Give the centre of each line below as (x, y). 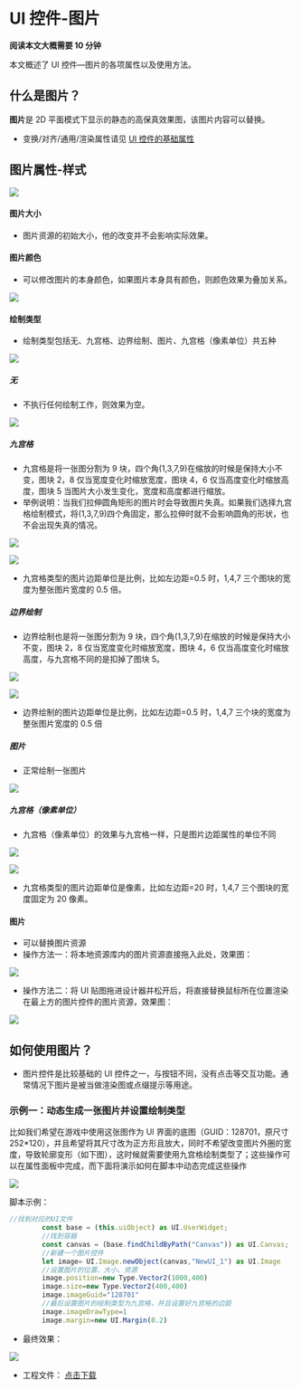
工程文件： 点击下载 (59, 1375)
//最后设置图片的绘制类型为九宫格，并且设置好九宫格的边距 (137, 1304)
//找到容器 (60, 1236)
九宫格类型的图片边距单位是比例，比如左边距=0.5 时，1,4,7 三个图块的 (152, 578)
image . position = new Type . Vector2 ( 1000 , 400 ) (125, 1278)
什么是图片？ (45, 96)
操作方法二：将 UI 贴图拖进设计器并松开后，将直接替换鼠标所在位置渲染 (155, 991)
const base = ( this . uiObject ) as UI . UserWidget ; (135, 1228)
